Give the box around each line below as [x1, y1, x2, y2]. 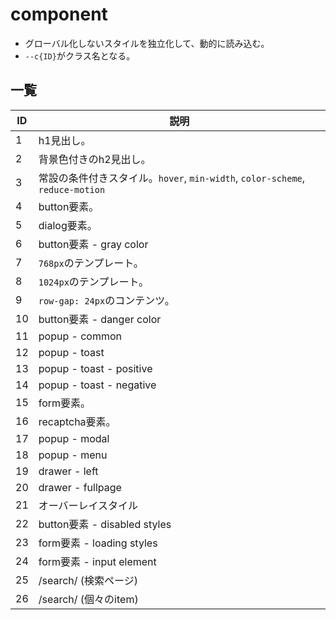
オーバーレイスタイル [38, 498, 139, 512]
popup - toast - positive [38, 361, 153, 375]
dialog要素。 [38, 218, 98, 232]
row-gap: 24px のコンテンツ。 [38, 293, 175, 307]
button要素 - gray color [38, 237, 149, 251]
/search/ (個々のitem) [38, 592, 139, 606]
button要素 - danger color [38, 312, 162, 326]
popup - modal [38, 431, 110, 445]
